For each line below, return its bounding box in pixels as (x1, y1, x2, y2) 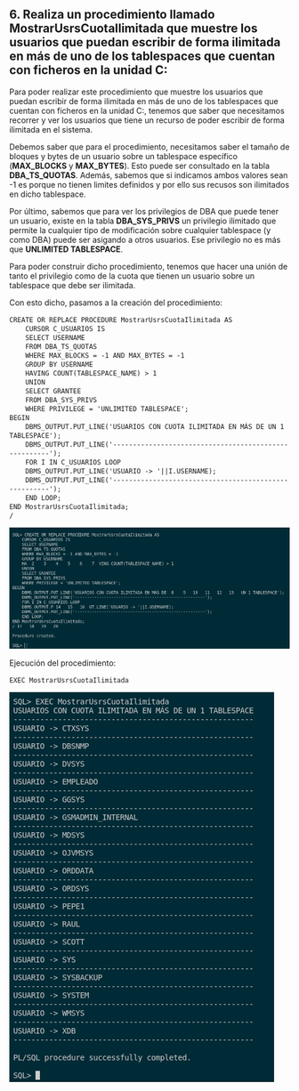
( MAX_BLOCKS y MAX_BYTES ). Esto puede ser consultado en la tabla (9, 160, 270, 171)
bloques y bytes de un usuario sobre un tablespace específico (9, 150, 238, 161)
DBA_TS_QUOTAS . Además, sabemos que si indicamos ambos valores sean (9, 169, 288, 181)
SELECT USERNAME (25, 333, 86, 342)
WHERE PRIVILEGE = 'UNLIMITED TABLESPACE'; (25, 404, 190, 413)
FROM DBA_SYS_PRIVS (25, 395, 98, 404)
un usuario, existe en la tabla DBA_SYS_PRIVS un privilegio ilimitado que (9, 215, 277, 226)
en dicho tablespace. (9, 189, 86, 199)
